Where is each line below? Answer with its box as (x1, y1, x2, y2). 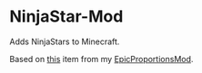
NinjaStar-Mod (9, 6, 124, 27)
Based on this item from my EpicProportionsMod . (9, 53, 194, 64)
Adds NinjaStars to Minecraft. (9, 36, 120, 47)
